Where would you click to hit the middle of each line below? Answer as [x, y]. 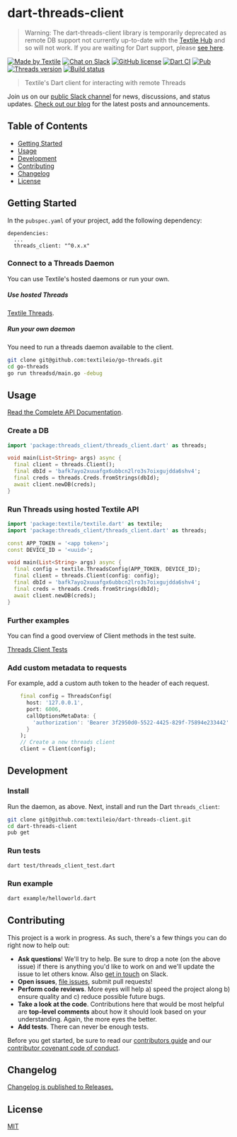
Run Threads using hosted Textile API [73, 509]
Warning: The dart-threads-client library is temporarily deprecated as [126, 33]
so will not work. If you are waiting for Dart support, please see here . [125, 47]
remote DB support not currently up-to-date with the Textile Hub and [125, 40]
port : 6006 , [44, 709]
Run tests [24, 851]
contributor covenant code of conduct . [64, 1048]
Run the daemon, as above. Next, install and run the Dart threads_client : [114, 806]
